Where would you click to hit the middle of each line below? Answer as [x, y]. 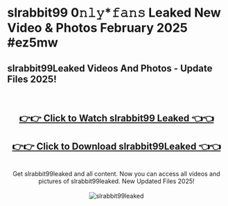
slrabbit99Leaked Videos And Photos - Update [110, 68]
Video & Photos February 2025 [98, 28]
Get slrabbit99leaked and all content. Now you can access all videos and [116, 174]
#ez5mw [33, 43]
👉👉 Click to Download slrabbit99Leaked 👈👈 [116, 146]
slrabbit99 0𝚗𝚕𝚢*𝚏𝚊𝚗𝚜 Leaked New [114, 13]
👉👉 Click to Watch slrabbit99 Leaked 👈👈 [116, 118]
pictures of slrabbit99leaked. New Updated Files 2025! [116, 181]
